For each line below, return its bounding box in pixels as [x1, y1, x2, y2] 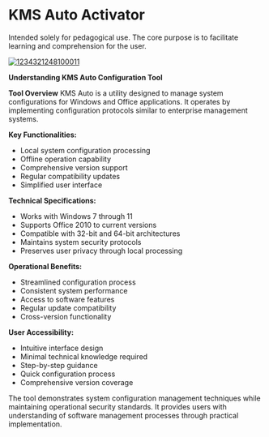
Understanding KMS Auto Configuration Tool [8, 72, 163, 82]
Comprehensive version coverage [19, 377, 134, 387]
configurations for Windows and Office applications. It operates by [8, 96, 231, 106]
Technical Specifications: [8, 195, 96, 205]
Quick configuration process [19, 369, 116, 379]
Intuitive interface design [19, 343, 104, 353]
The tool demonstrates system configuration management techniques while [8, 393, 261, 403]
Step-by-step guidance [19, 360, 99, 370]
